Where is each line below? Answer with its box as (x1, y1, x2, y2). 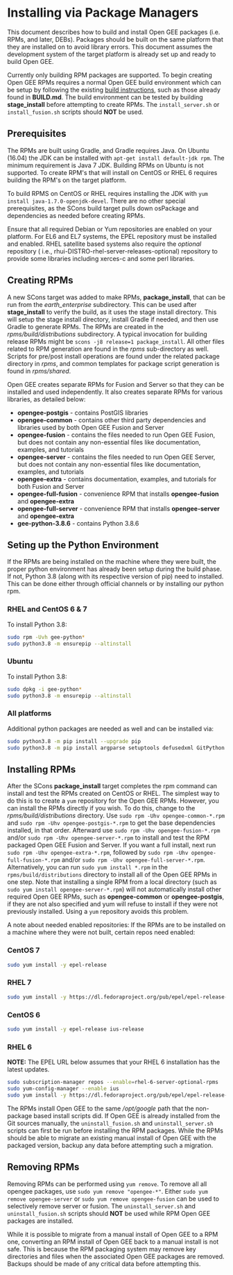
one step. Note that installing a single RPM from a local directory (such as (7, 878, 217, 886)
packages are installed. (7, 1217, 74, 1225)
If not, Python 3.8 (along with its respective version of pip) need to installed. (7, 572, 224, 581)
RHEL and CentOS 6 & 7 (7, 604, 87, 614)
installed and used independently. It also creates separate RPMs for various (7, 387, 223, 396)
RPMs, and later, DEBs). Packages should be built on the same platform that (7, 35, 224, 43)
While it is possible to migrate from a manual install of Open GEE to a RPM (7, 1230, 218, 1238)
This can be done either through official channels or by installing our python (7, 580, 224, 588)
